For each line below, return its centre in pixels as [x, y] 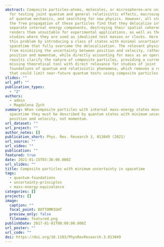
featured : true [20, 155]
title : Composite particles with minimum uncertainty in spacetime [75, 169]
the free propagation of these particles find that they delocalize [81, 23]
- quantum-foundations [32, 178]
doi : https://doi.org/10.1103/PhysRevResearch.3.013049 [63, 237]
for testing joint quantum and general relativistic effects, [74, 14]
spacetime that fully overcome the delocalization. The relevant [77, 46]
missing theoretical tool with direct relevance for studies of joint [83, 64]
